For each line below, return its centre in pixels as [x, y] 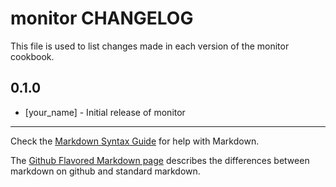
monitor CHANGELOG [102, 18]
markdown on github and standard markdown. [105, 171]
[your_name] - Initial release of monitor [105, 112]
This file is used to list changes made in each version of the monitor [150, 46]
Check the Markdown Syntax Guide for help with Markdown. [135, 141]
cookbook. [32, 56]
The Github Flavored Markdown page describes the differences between [160, 160]
